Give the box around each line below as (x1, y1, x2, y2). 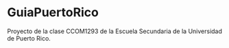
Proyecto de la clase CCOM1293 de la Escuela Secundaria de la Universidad (7, 27, 223, 35)
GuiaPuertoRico (7, 5, 99, 20)
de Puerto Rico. (7, 34, 51, 42)
